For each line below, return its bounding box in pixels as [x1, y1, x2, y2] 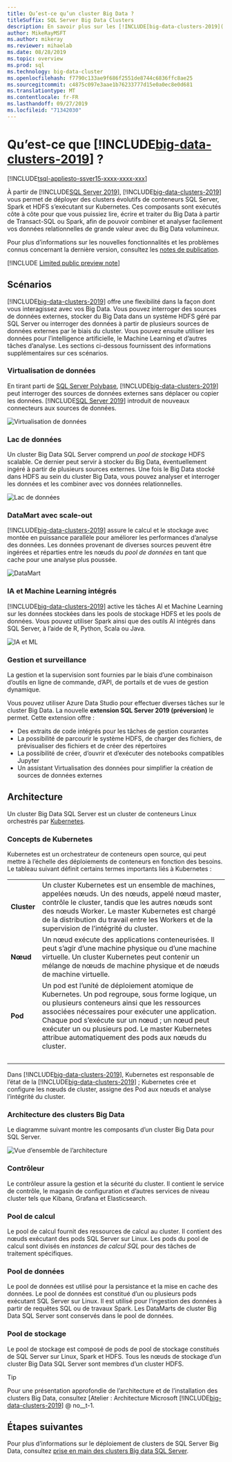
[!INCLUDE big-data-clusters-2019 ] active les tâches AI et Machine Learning [7, 602, 223, 610]
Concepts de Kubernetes [7, 834, 93, 844]
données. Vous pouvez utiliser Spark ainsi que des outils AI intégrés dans [7, 617, 216, 625]
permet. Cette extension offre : [7, 713, 95, 721]
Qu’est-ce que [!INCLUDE [7, 136, 156, 152]
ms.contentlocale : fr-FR [7, 94, 79, 101]
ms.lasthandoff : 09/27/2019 [7, 100, 88, 107]
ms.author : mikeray [7, 36, 64, 43]
